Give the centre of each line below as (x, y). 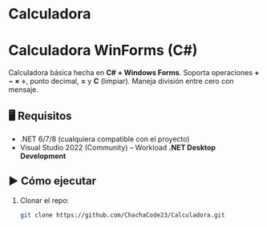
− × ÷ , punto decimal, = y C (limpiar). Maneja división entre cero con (121, 82)
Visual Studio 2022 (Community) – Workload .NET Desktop (118, 147)
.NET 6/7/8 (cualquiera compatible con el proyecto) (105, 139)
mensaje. (23, 90)
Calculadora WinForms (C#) (103, 51)
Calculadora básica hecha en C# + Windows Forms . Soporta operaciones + (134, 73)
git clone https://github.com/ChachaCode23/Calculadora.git (122, 215)
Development (43, 156)
